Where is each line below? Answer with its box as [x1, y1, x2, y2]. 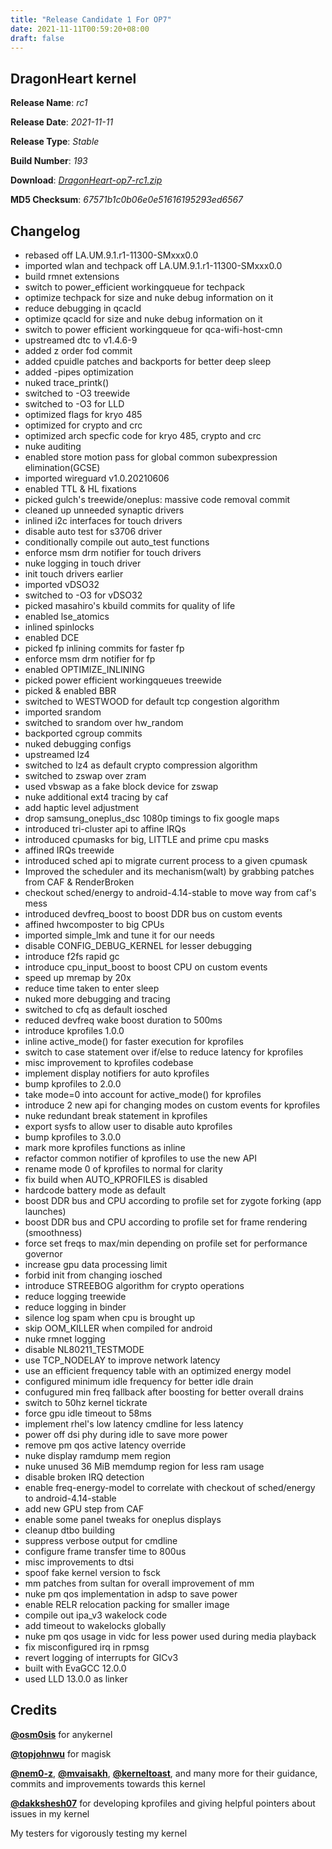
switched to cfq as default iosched [24, 1004, 168, 1015]
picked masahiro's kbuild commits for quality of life [24, 600, 236, 611]
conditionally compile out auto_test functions [24, 536, 210, 548]
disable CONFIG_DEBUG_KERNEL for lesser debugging [24, 940, 253, 951]
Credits [10, 1702, 58, 1719]
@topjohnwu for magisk [10, 1747, 112, 1760]
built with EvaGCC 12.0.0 [24, 1662, 127, 1674]
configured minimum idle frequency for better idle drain [24, 1376, 254, 1387]
